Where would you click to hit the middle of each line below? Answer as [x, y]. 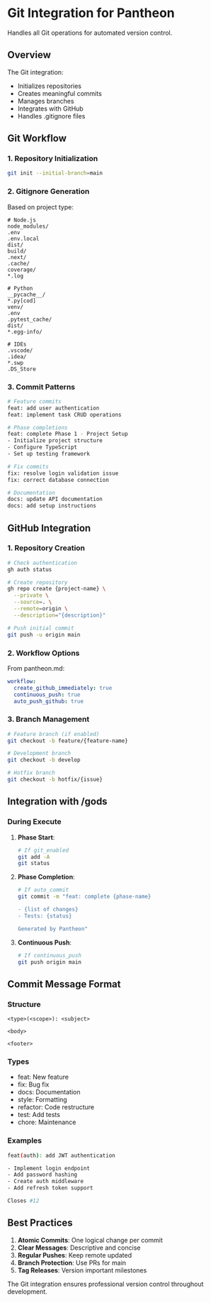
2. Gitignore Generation [49, 192]
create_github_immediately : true [63, 688]
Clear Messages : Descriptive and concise [79, 1248]
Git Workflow [37, 139]
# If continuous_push [49, 955]
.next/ [17, 257]
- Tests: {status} [45, 916]
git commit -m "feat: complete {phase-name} [84, 897]
